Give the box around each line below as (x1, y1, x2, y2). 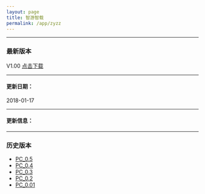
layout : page (6, 9, 40, 15)
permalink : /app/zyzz (6, 20, 62, 26)
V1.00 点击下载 (6, 62, 44, 69)
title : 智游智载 (6, 15, 44, 21)
